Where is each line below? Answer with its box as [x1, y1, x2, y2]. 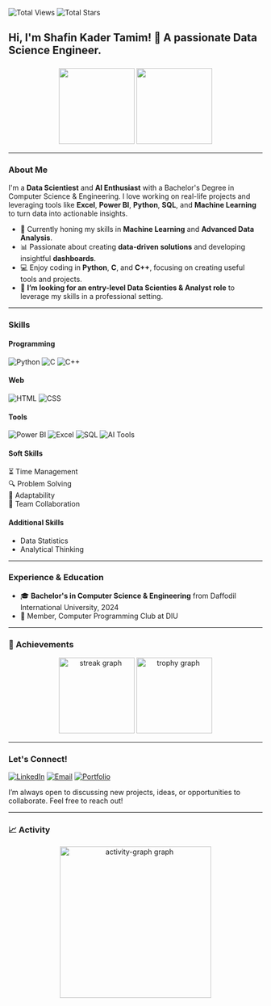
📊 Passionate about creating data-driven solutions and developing [19, 242, 246, 251]
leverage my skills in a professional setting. [19, 291, 164, 301]
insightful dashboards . [19, 253, 97, 263]
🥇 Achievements [8, 638, 74, 650]
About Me [8, 164, 48, 175]
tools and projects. [19, 274, 82, 284]
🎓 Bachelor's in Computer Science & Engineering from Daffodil [19, 591, 236, 600]
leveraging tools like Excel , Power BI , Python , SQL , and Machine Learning [8, 200, 256, 209]
